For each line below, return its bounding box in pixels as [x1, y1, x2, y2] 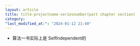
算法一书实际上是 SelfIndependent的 [12, 35, 86, 41]
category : [5, 16, 26, 21]
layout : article [5, 7, 38, 12]
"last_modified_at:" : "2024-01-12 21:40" [5, 21, 92, 26]
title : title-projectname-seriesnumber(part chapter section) [5, 12, 136, 17]
